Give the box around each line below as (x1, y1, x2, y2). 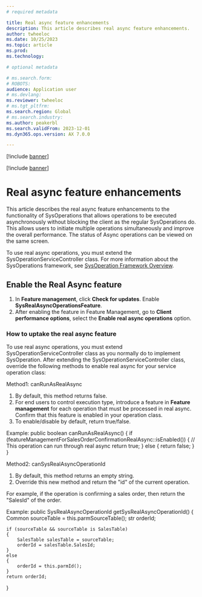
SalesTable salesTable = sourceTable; (17, 537, 115, 543)
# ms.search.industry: (6, 114, 63, 120)
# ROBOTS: (6, 81, 31, 87)
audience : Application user (6, 86, 77, 92)
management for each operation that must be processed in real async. (14, 405, 192, 413)
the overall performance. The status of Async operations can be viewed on (6, 231, 193, 239)
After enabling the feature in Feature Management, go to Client (14, 308, 172, 315)
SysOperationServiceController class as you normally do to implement (6, 350, 181, 357)
